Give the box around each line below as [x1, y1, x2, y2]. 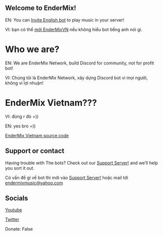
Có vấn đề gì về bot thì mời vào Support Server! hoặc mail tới [5, 175, 129, 180]
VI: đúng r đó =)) [5, 113, 39, 119]
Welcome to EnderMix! [5, 4, 77, 12]
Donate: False [5, 226, 33, 232]
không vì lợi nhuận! [5, 80, 44, 86]
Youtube [5, 207, 22, 213]
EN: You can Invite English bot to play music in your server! [5, 17, 124, 23]
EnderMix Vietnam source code [5, 132, 69, 138]
